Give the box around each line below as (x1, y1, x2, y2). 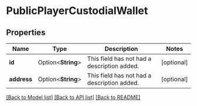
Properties (6, 28, 46, 37)
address (9, 75, 33, 83)
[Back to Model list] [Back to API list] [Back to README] (6, 94, 141, 101)
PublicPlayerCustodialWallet (6, 4, 148, 18)
